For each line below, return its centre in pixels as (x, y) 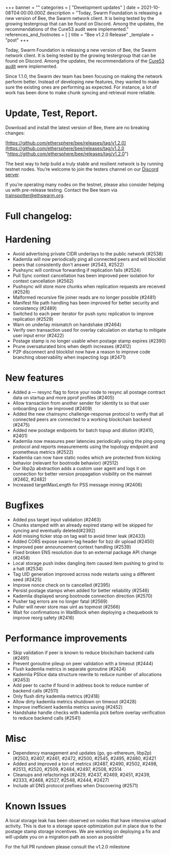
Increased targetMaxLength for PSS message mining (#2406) (77, 485)
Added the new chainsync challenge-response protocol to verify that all (88, 414)
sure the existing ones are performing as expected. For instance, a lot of (81, 87)
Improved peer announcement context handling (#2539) (72, 547)
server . (13, 174)
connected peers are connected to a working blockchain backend (82, 419)
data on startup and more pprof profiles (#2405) (64, 398)
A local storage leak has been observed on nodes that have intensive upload (86, 820)
